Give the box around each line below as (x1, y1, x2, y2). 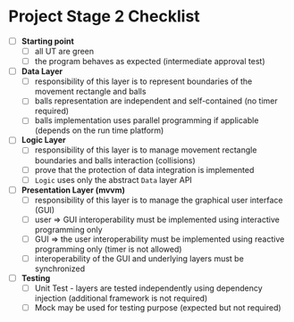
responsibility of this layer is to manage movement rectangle (34, 144, 257, 155)
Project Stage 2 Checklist (8, 6, 200, 27)
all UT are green (34, 46, 95, 56)
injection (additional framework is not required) (34, 293, 208, 304)
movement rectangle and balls (34, 87, 147, 97)
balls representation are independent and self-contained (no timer (34, 95, 278, 106)
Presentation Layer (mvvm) (21, 185, 126, 195)
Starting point (21, 36, 75, 46)
